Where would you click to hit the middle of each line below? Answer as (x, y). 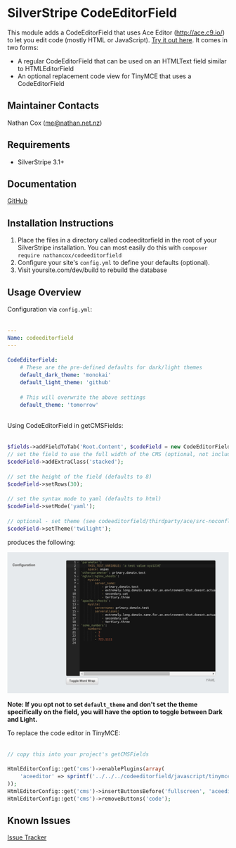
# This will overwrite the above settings (83, 397)
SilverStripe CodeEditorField (92, 13)
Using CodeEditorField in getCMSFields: (65, 426)
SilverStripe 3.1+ (41, 162)
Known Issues (39, 821)
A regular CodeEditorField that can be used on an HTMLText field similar (122, 61)
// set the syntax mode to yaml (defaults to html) (84, 499)
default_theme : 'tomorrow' (59, 405)
